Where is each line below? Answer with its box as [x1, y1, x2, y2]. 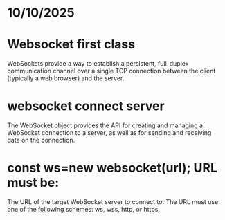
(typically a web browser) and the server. [7, 74, 125, 82]
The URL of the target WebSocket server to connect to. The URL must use [7, 198, 219, 205]
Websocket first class [7, 37, 136, 53]
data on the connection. [7, 136, 75, 145]
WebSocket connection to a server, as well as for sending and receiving [7, 129, 212, 137]
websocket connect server [7, 98, 165, 114]
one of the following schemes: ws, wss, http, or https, [7, 205, 161, 213]
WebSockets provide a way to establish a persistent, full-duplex [7, 59, 189, 68]
